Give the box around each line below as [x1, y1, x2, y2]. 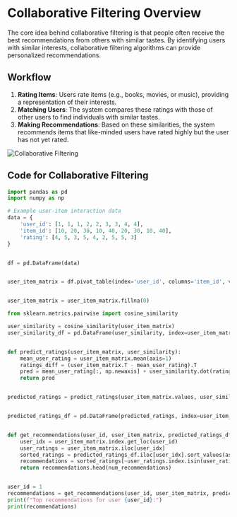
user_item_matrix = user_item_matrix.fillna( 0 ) [7, 297, 150, 305]
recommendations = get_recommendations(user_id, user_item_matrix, [7, 490, 210, 497]
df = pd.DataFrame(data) [7, 260, 80, 267]
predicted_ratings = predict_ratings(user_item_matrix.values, [7, 394, 197, 401]
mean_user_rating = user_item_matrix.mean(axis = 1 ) [20, 355, 172, 362]
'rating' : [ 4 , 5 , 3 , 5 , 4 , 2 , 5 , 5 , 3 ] [20, 233, 138, 241]
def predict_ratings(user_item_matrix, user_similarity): [7, 348, 181, 355]
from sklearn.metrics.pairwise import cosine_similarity [7, 310, 178, 318]
